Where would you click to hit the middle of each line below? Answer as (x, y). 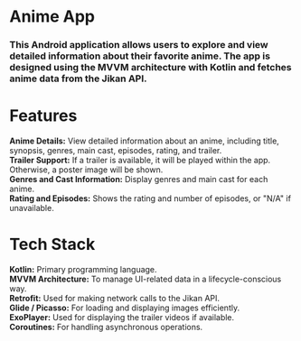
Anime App (52, 17)
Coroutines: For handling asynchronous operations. (106, 327)
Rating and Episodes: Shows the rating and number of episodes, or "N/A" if (150, 198)
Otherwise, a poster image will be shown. (86, 170)
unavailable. (32, 208)
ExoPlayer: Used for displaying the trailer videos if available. (122, 317)
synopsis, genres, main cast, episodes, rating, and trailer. (116, 151)
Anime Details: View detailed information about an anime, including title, (145, 141)
